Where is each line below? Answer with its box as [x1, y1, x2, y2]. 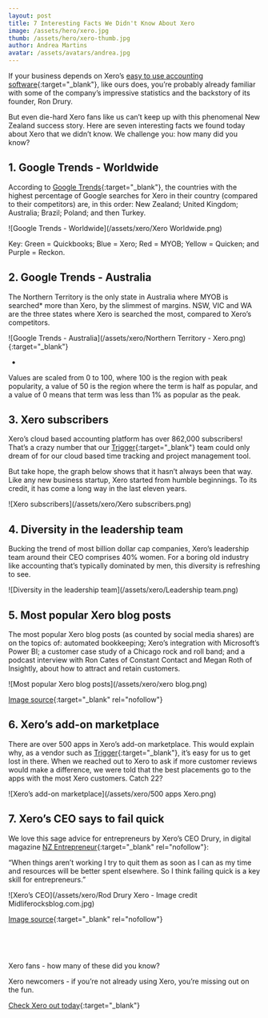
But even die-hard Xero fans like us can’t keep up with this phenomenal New [8, 112, 261, 121]
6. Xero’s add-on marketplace [8, 718, 160, 732]
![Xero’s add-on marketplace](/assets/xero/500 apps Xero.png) [8, 789, 217, 798]
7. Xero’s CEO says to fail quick [8, 812, 165, 826]
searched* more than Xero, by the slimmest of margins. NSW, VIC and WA [8, 300, 252, 310]
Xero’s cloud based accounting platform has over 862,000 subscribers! [8, 434, 243, 444]
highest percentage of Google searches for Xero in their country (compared [8, 190, 258, 201]
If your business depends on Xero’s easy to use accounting [8, 71, 204, 80]
